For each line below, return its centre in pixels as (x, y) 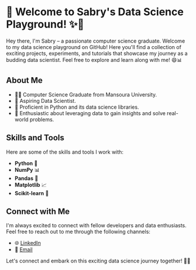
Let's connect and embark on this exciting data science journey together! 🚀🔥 (98, 261)
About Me (24, 80)
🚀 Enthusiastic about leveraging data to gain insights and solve (90, 113)
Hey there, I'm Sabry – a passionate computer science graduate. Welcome (96, 41)
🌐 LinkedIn (27, 243)
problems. (42, 119)
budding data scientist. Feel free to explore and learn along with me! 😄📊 (94, 60)
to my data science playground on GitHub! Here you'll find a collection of (94, 47)
